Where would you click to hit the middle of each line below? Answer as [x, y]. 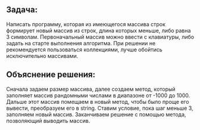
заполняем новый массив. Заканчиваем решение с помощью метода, [96, 114]
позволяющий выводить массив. [48, 120]
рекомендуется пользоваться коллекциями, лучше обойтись [84, 49]
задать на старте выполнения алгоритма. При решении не [81, 43]
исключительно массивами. [42, 55]
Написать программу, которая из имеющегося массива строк [86, 24]
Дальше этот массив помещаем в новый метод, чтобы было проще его [98, 101]
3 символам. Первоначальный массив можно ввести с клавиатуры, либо [100, 37]
